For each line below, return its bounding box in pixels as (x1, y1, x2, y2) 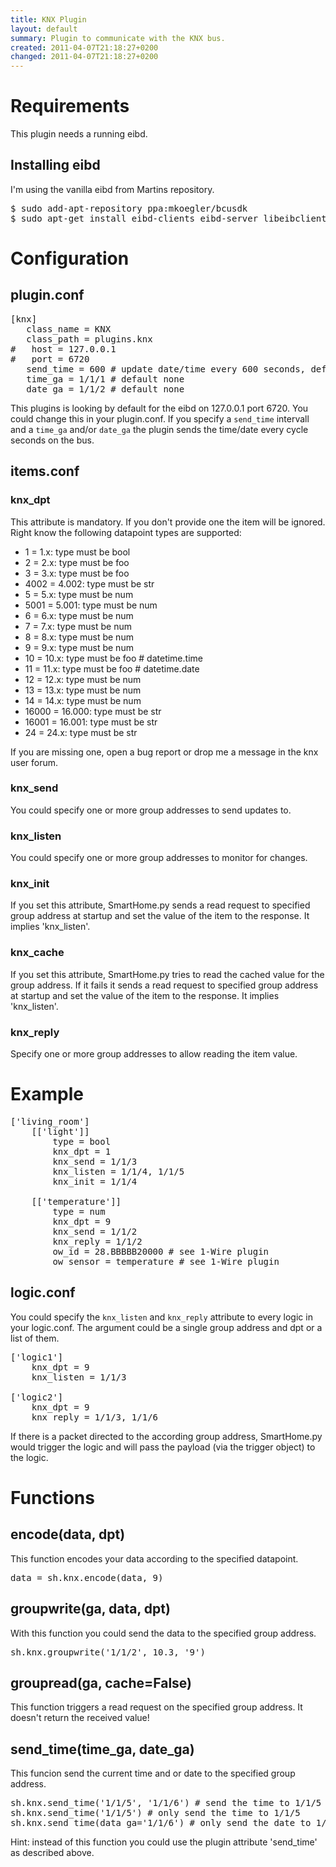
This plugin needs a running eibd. (10, 128, 148, 140)
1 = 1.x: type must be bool (24, 546, 131, 558)
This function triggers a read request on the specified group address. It (10, 1701, 303, 1713)
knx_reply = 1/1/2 (52, 1236, 143, 1247)
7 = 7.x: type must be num (24, 620, 133, 632)
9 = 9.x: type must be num (24, 641, 134, 653)
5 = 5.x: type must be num (24, 588, 134, 600)
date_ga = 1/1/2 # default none (26, 383, 185, 395)
